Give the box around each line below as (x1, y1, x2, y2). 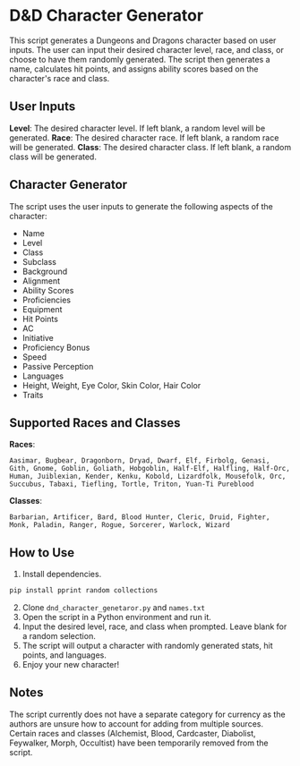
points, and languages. (21, 650, 107, 660)
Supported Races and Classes (9, 415, 181, 430)
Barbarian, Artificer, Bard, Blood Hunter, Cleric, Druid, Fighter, (9, 513, 270, 522)
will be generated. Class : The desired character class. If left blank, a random (9, 141, 292, 152)
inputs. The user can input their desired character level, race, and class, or (9, 44, 284, 55)
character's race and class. (9, 72, 110, 83)
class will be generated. (9, 151, 97, 162)
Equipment (21, 303, 63, 314)
